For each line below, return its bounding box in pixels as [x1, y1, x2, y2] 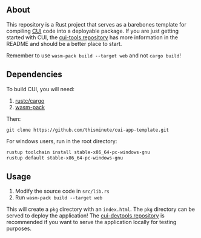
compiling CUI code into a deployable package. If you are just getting [6, 27, 179, 34]
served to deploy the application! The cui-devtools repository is [6, 212, 165, 219]
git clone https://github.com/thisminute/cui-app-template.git [6, 127, 170, 133]
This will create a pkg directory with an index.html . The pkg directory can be [6, 205, 196, 213]
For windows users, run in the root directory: [6, 137, 117, 144]
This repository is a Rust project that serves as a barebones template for [6, 21, 186, 28]
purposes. [6, 225, 32, 232]
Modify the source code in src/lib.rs [15, 187, 110, 195]
